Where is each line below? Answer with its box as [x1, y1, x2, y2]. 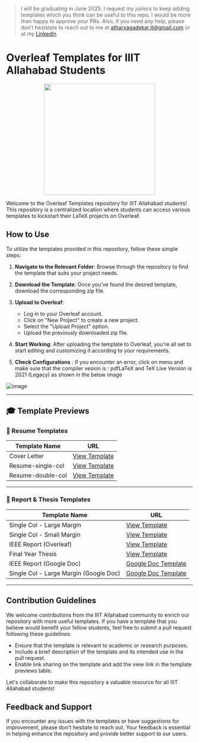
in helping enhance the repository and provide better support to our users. [6, 730, 188, 738]
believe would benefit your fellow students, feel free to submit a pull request [6, 624, 192, 631]
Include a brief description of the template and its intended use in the [14, 648, 184, 655]
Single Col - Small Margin [9, 531, 81, 539]
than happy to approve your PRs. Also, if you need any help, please [20, 18, 185, 24]
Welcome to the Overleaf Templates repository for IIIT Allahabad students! [6, 199, 188, 207]
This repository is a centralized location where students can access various [6, 206, 191, 213]
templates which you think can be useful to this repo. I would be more [20, 11, 191, 18]
